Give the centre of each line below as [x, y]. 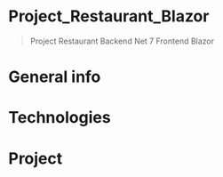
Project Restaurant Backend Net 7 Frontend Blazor [122, 41]
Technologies [60, 118]
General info [55, 77]
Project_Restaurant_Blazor [109, 16]
